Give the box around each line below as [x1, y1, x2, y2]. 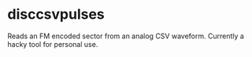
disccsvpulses [7, 5, 106, 23]
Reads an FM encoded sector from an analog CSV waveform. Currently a [7, 31, 245, 41]
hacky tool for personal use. [7, 39, 98, 48]
